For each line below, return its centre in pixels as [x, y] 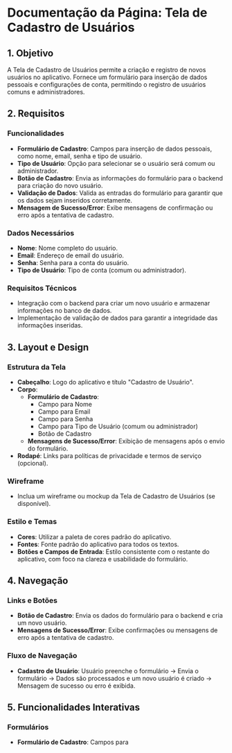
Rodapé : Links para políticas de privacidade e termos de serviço [109, 455]
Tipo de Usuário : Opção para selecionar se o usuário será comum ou [116, 163]
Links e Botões [32, 600]
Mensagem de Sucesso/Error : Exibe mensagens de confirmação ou [115, 208]
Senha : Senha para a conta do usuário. [73, 262]
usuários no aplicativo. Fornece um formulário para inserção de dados [107, 77]
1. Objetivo [30, 53]
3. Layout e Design [48, 347]
